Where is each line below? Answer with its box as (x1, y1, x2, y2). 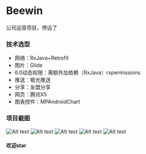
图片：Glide (14, 62, 43, 69)
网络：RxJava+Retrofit (14, 54, 69, 62)
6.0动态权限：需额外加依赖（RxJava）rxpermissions (14, 69, 141, 76)
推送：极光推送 (14, 76, 51, 83)
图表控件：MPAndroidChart (14, 98, 81, 106)
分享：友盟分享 (14, 83, 51, 91)
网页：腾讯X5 (14, 91, 47, 98)
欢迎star (6, 142, 26, 149)
